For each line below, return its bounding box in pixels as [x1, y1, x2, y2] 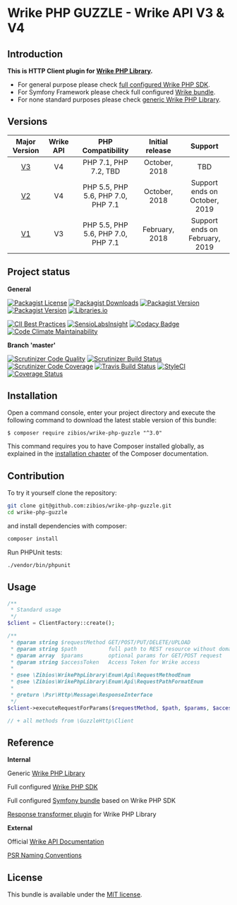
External [7, 824, 33, 832]
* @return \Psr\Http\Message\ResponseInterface [10, 691, 153, 698]
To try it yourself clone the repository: [7, 489, 117, 497]
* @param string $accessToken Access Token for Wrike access [10, 658, 200, 666]
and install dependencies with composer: [7, 522, 127, 530]
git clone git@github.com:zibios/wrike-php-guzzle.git [7, 502, 172, 509]
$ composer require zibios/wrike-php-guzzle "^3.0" [7, 430, 162, 437]
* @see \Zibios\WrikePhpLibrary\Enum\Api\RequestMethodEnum [10, 672, 191, 679]
